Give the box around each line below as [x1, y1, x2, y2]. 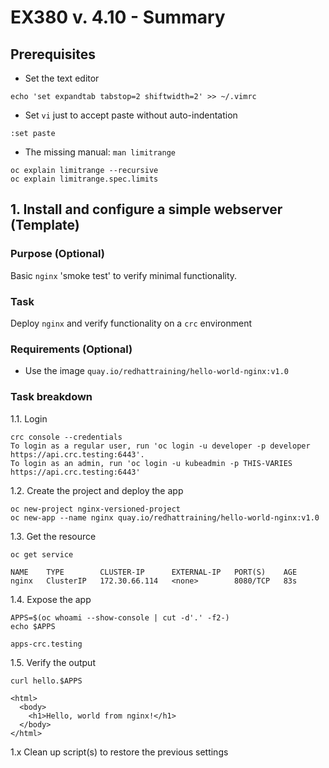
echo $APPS [10, 621, 56, 631]
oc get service [10, 549, 74, 560]
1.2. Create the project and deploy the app [10, 484, 184, 496]
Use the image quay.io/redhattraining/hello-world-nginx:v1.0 [24, 365, 290, 377]
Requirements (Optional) [10, 342, 133, 356]
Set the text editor [24, 72, 100, 84]
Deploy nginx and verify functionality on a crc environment [10, 317, 253, 329]
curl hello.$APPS [10, 676, 83, 686]
